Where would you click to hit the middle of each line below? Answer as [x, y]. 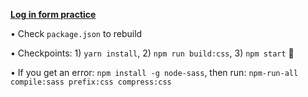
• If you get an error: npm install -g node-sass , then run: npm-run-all [154, 72]
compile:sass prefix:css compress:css [91, 82]
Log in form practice [53, 14]
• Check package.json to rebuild [76, 33]
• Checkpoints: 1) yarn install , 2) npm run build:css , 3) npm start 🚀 [152, 53]
